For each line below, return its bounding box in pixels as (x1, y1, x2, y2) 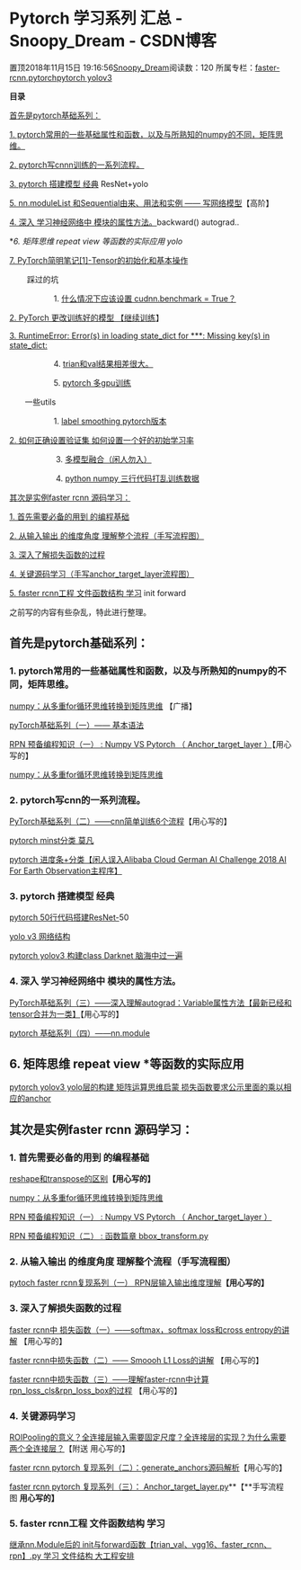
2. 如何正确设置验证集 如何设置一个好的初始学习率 (9, 434, 195, 445)
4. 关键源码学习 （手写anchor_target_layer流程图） (9, 568, 195, 579)
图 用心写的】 (9, 1492, 59, 1503)
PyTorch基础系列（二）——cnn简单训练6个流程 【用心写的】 (9, 816, 232, 826)
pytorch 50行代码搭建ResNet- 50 (9, 912, 129, 923)
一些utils (24, 397, 57, 407)
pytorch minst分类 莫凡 (9, 834, 94, 845)
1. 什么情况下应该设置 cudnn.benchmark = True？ (53, 293, 236, 304)
